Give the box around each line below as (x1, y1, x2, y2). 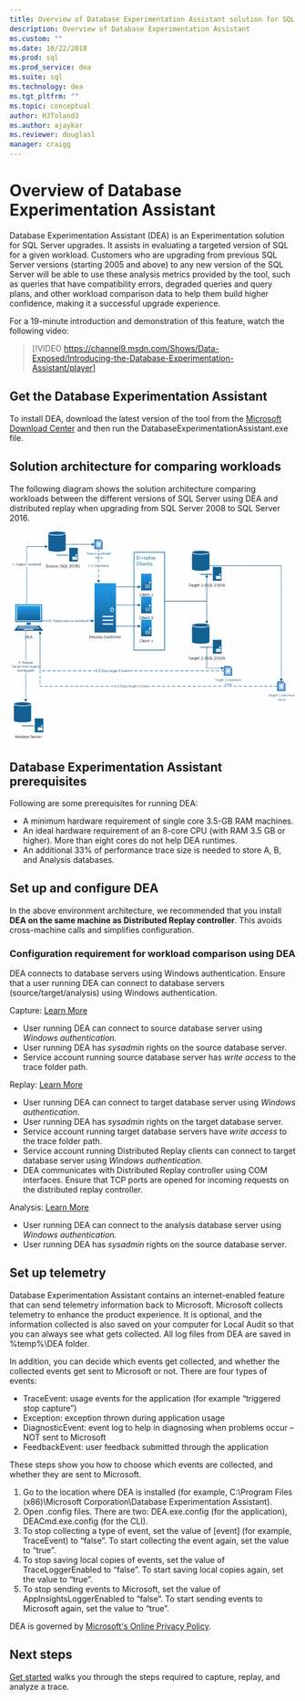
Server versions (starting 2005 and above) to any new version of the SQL (9, 258, 284, 269)
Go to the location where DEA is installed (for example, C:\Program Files (22, 1486, 293, 1497)
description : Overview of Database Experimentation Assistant (9, 24, 250, 34)
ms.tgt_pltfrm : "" (9, 91, 79, 100)
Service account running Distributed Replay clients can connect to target (22, 1146, 296, 1157)
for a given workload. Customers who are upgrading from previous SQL (9, 249, 278, 260)
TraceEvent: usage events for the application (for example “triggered (22, 1392, 280, 1403)
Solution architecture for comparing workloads (9, 459, 282, 475)
